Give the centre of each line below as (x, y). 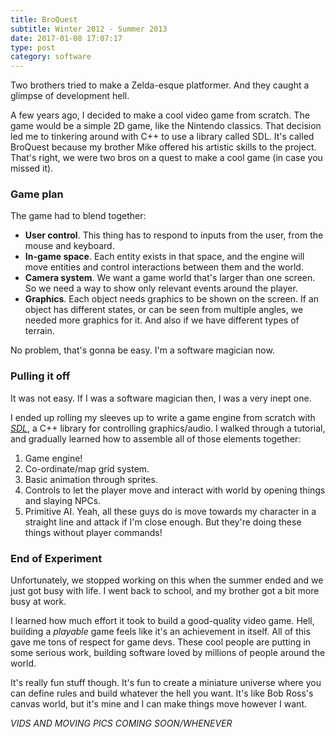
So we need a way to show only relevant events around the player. (161, 288)
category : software (51, 57)
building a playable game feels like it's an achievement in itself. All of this (160, 632)
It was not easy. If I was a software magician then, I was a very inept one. (161, 398)
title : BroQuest (44, 19)
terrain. (39, 331)
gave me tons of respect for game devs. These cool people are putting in (161, 642)
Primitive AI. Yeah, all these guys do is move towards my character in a (170, 511)
